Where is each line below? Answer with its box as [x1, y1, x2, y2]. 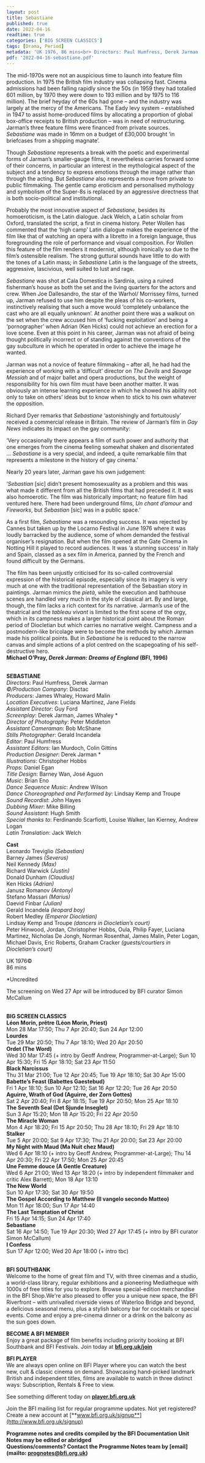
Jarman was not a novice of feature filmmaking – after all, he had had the [6, 361, 191, 368]
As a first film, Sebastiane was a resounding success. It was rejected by [6, 518, 188, 525]
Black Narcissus [6, 1064, 49, 1072]
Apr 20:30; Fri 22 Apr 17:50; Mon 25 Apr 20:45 [6, 1156, 124, 1163]
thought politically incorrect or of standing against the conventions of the [6, 335, 191, 343]
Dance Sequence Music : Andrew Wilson [6, 783, 108, 790]
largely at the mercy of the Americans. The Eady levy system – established [6, 104, 195, 111]
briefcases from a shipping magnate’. [6, 136, 100, 144]
